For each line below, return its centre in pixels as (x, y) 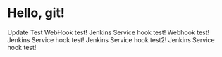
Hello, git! (36, 13)
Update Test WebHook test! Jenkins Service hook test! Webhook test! (109, 32)
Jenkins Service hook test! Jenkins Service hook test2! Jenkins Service (111, 39)
